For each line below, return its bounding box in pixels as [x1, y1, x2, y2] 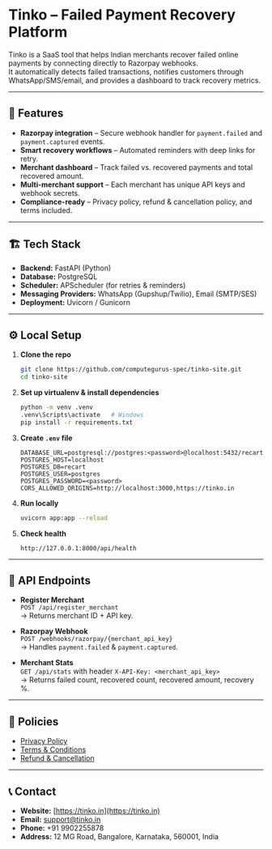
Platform [8, 23, 68, 41]
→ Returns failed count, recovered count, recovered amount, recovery [19, 675, 254, 685]
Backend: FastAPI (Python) [19, 263, 112, 273]
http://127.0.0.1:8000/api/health [19, 544, 137, 552]
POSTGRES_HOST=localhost [19, 456, 104, 464]
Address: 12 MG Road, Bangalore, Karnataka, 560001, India [19, 832, 219, 842]
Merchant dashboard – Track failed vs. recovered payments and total [19, 162, 253, 172]
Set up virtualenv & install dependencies [19, 388, 159, 397]
